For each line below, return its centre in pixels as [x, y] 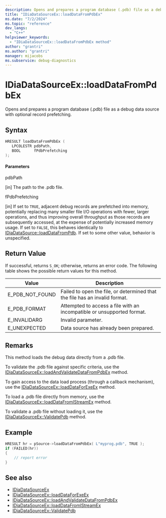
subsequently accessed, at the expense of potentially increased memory [79, 222]
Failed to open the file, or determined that [108, 291]
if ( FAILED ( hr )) [22, 449]
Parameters [17, 167]
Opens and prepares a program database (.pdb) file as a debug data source [82, 109]
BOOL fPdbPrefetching [40, 151]
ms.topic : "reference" [28, 24]
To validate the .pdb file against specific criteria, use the [62, 367]
